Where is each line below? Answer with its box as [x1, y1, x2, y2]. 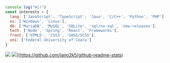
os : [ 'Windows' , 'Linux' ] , [10, 19, 67, 24]
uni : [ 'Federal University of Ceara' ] [10, 38, 92, 43]
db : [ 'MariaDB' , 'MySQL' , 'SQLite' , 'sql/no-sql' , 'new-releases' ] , [10, 23, 157, 29]
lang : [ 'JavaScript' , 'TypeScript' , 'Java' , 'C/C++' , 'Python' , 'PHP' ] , [10, 14, 166, 19]
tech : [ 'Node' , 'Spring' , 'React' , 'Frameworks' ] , [10, 28, 119, 33]
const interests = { [5, 9, 49, 15]
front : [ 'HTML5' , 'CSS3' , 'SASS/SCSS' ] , [10, 33, 96, 38]
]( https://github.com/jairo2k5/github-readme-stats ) [16, 52, 123, 58]
